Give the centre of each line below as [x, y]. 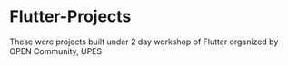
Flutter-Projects [70, 17]
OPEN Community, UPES [56, 51]
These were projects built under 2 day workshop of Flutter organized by [144, 42]
